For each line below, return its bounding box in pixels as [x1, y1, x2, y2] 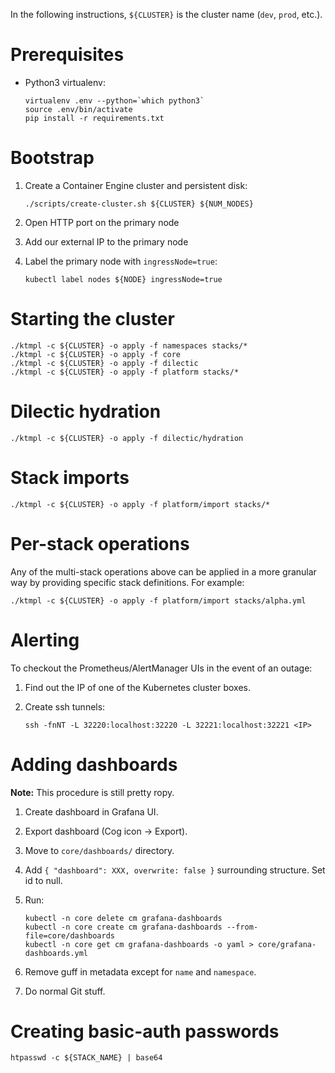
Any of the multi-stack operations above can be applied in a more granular [10, 565, 317, 578]
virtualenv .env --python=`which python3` [24, 95, 205, 106]
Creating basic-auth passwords [10, 1020, 280, 1043]
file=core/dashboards [24, 930, 115, 941]
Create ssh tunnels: [24, 700, 106, 713]
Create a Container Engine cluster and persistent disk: [24, 179, 248, 191]
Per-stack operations [10, 532, 190, 555]
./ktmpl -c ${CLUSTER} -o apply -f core [10, 349, 182, 359]
